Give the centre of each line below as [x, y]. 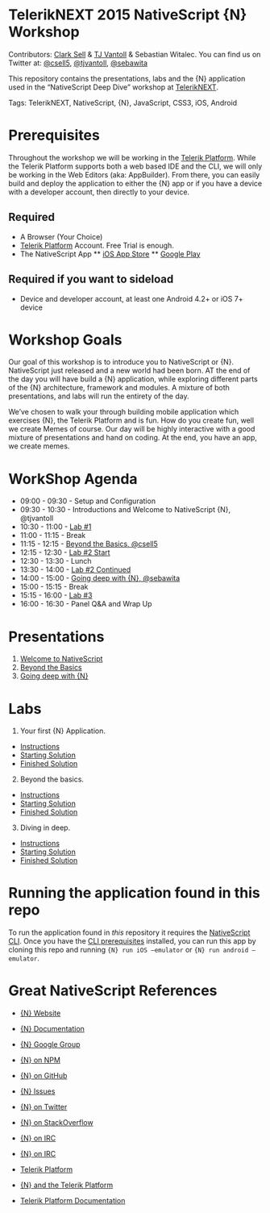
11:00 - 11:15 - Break [53, 536]
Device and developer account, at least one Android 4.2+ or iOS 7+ [131, 298]
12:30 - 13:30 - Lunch [56, 561]
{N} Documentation [52, 1029]
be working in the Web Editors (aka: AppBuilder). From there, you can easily [134, 174]
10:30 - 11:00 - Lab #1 [56, 527]
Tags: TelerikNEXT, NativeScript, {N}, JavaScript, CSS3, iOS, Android [123, 102]
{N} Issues [37, 1091]
